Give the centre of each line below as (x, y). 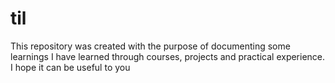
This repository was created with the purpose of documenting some (150, 46)
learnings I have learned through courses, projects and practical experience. (168, 56)
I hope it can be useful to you (70, 67)
